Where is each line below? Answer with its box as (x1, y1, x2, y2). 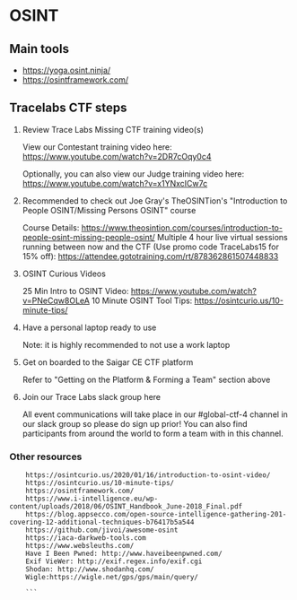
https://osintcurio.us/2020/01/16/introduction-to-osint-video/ (25, 471, 271, 480)
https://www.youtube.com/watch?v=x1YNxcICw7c (22, 178, 208, 188)
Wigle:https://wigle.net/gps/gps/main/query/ (25, 573, 199, 582)
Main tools (9, 41, 70, 57)
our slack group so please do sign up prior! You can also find (22, 418, 248, 429)
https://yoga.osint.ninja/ (22, 65, 111, 75)
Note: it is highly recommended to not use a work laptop (22, 339, 231, 350)
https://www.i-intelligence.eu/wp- (25, 494, 159, 503)
